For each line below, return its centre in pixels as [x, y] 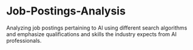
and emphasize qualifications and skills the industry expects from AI [92, 34]
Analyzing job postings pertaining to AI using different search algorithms [97, 28]
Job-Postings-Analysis [66, 11]
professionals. [24, 40]
